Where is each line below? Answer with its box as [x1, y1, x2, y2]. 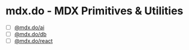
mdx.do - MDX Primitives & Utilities [5, 4, 184, 18]
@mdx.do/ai [14, 24, 45, 31]
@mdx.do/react [14, 37, 53, 45]
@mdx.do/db [14, 31, 47, 37]
